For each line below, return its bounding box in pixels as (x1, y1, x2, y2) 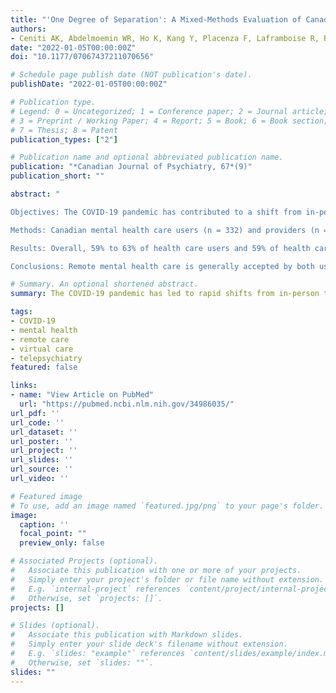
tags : (10, 307, 33, 317)
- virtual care (10, 344, 74, 354)
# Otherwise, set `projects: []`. (10, 593, 163, 603)
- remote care (10, 334, 70, 345)
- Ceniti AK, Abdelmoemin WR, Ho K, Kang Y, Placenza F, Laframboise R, (10, 33, 320, 43)
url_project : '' (10, 446, 78, 456)
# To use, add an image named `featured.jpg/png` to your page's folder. (10, 501, 325, 511)
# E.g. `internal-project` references (10, 584, 182, 594)
